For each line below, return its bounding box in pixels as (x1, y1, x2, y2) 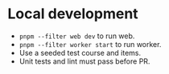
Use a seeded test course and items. (19, 48, 142, 57)
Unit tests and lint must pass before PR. (19, 56, 150, 66)
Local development (7, 5, 138, 23)
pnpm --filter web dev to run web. (19, 31, 135, 41)
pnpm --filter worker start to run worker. (19, 39, 162, 49)
